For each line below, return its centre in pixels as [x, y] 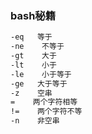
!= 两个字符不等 [46, 112]
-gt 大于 [33, 56]
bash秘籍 [33, 15]
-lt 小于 [33, 65]
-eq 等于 [31, 37]
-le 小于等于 [41, 74]
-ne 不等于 [37, 47]
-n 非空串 [35, 121]
